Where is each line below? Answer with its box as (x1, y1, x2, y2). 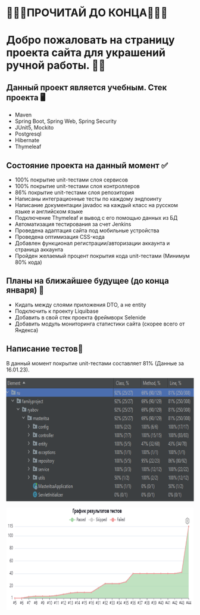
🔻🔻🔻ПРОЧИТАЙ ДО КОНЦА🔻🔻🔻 (6, 6, 168, 20)
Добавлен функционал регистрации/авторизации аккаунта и (14, 239, 170, 247)
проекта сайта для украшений (6, 46, 165, 60)
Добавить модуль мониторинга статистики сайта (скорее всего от (14, 320, 185, 327)
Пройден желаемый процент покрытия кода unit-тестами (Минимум (14, 253, 190, 259)
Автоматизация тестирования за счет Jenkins (14, 221, 132, 227)
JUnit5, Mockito (14, 124, 54, 131)
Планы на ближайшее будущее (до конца (6, 276, 170, 286)
